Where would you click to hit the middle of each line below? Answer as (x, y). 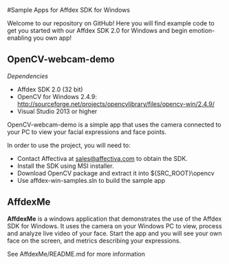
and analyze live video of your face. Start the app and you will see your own (115, 233)
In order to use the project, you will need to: (69, 145)
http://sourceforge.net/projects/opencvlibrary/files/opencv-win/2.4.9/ (116, 104)
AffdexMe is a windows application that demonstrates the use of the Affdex (115, 219)
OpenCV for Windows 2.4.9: (57, 96)
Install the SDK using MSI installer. (65, 166)
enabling (20, 38)
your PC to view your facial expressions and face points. (87, 132)
